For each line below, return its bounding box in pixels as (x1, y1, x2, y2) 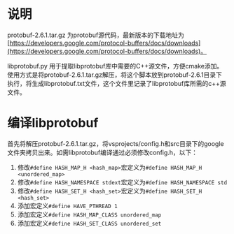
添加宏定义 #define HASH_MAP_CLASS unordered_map (17, 210, 162, 219)
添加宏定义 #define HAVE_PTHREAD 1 (17, 201, 118, 210)
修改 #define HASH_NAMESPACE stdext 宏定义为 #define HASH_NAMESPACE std (17, 177, 228, 186)
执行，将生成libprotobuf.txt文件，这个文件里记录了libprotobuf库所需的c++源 (7, 79, 226, 87)
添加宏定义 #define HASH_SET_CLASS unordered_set (17, 219, 162, 227)
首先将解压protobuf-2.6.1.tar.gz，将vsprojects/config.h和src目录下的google (7, 139, 224, 147)
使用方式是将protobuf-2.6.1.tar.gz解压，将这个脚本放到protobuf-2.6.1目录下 (7, 71, 223, 79)
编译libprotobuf (7, 115, 99, 131)
